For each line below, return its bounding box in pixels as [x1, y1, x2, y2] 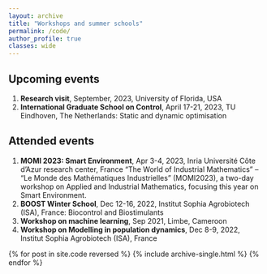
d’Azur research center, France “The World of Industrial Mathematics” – [19, 164, 259, 174]
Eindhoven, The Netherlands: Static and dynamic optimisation [19, 110, 227, 120]
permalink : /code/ [8, 27, 71, 35]
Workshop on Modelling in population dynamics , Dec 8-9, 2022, [19, 225, 241, 234]
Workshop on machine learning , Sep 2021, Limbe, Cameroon [19, 216, 227, 225]
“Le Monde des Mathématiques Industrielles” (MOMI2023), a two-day [19, 173, 254, 182]
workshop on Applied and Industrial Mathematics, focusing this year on [19, 182, 259, 191]
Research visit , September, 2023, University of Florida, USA [19, 93, 222, 103]
